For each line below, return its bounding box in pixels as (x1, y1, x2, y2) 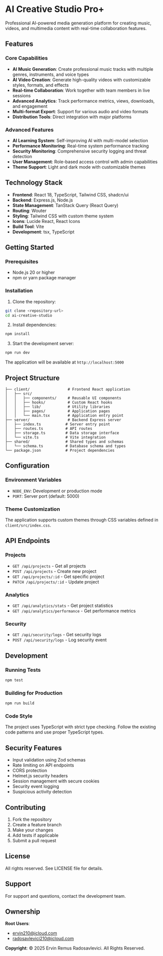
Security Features (5, 744, 62, 752)
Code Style (5, 712, 33, 719)
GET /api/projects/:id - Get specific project (12, 574, 105, 579)
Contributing (5, 803, 46, 811)
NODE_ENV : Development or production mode (12, 488, 102, 494)
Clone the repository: (12, 298, 56, 305)
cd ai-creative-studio (5, 313, 52, 318)
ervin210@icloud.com (12, 930, 57, 936)
